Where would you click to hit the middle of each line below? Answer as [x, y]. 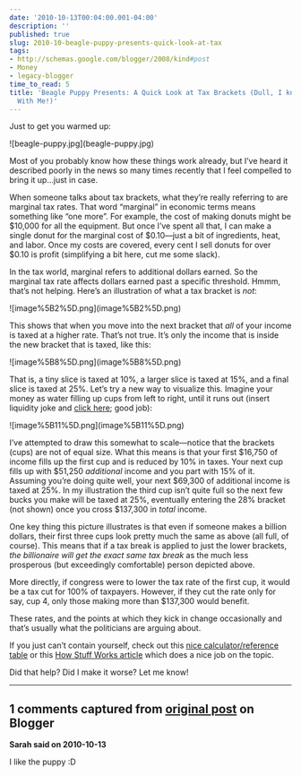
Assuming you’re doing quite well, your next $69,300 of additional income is [150, 481]
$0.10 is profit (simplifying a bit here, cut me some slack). [115, 254]
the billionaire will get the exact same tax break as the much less [129, 556]
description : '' [39, 26]
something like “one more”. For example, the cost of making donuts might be [150, 217]
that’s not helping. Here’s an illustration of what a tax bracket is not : [133, 291]
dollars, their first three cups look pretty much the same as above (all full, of [149, 536]
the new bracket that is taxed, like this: [80, 345]
